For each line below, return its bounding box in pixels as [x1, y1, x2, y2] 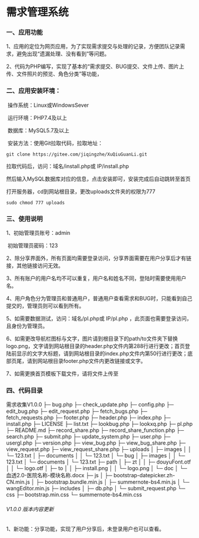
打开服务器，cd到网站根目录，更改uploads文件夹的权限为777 [6, 188, 156, 195]
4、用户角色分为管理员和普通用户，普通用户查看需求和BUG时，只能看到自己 [6, 295, 193, 302]
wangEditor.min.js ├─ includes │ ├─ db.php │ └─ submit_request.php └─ [6, 485, 185, 492]
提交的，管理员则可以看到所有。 [6, 302, 84, 310]
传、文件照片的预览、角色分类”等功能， [6, 70, 103, 77]
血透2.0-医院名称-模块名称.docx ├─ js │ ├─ [6, 472, 113, 479]
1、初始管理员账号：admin [6, 229, 71, 237]
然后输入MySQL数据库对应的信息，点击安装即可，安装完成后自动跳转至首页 [6, 175, 191, 182]
